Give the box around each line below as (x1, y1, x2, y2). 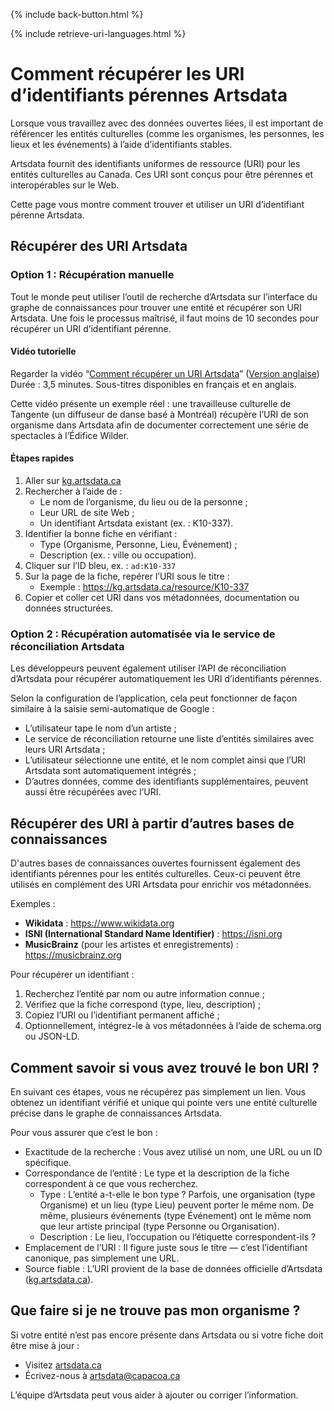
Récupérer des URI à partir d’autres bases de (10, 815, 295, 832)
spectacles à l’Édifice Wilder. (10, 429, 130, 441)
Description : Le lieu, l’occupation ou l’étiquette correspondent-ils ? (39, 1230, 317, 1243)
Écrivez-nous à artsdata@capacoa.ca (24, 1369, 181, 1381)
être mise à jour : (10, 1339, 80, 1351)
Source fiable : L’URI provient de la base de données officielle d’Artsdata (24, 1262, 323, 1274)
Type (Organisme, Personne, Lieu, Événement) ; (39, 539, 238, 551)
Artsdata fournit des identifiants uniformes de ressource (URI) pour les (10, 157, 301, 169)
